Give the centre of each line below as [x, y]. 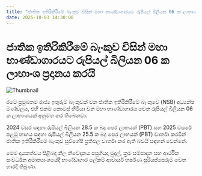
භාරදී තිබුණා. [21, 166]
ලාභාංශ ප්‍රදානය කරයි [51, 73]
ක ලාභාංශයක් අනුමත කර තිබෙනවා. [47, 115]
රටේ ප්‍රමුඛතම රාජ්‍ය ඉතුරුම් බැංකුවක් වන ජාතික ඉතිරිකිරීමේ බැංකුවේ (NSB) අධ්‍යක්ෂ [100, 102]
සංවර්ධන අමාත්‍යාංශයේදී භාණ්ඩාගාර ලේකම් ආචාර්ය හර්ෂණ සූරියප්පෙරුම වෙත [96, 160]
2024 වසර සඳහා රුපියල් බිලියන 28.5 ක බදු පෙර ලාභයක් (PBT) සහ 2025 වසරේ [99, 127]
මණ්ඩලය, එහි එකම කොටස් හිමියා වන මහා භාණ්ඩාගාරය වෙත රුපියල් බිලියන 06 [100, 109]
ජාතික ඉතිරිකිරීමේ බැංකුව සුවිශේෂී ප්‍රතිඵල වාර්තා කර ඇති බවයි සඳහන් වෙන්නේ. [97, 141]
